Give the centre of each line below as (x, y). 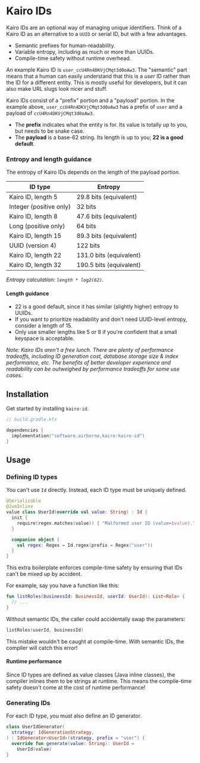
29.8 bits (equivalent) (107, 197)
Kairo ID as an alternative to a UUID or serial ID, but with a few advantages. (97, 33)
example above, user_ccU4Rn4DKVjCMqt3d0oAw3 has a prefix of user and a (94, 106)
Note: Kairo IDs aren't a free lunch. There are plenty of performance (90, 350)
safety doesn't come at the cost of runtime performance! (76, 687)
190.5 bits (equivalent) (109, 265)
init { (20, 518)
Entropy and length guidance (49, 159)
